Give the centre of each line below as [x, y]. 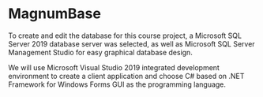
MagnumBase [54, 14]
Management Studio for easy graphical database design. [101, 52]
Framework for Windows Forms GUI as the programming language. [117, 84]
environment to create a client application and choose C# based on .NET [126, 76]
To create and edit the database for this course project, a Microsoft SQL [125, 35]
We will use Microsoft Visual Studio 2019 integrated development [114, 67]
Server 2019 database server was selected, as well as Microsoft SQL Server [131, 43]
